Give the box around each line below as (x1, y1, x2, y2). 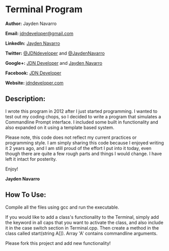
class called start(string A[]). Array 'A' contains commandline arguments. (5, 230, 158, 236)
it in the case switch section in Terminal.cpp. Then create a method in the (5, 224, 159, 231)
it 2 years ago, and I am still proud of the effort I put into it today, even (5, 145, 152, 151)
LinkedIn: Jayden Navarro (5, 40, 60, 46)
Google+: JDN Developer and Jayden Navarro (5, 60, 103, 66)
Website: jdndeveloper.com (5, 80, 64, 86)
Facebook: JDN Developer (5, 70, 62, 76)
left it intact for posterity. (5, 156, 57, 162)
